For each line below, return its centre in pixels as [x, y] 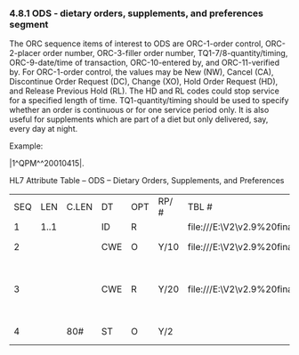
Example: [26, 146]
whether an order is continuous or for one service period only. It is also [139, 110]
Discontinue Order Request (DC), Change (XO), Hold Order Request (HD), [144, 82]
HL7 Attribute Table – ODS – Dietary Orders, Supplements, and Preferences [147, 181]
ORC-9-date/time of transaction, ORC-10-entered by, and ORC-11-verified [145, 63]
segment [29, 24]
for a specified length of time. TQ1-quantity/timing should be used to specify [149, 101]
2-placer [25, 53]
